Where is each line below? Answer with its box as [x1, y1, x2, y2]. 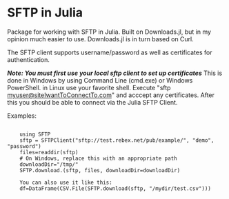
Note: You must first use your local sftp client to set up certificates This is [7, 69, 223, 77]
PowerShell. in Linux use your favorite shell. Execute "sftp [7, 83, 171, 92]
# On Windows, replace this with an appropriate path [19, 155, 177, 162]
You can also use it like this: [19, 179, 112, 186]
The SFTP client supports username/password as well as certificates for [7, 48, 212, 56]
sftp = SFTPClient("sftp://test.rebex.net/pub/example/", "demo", [19, 136, 215, 144]
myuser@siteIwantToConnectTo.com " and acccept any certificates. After [7, 91, 215, 99]
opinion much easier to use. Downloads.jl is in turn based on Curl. [7, 34, 195, 43]
